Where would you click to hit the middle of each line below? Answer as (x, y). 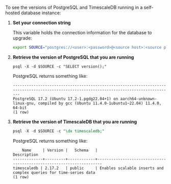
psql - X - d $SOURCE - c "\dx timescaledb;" (58, 131)
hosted (13, 13)
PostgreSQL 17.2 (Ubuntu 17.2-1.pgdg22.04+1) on (65, 99)
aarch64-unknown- (139, 99)
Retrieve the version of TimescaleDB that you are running (75, 122)
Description (25, 155)
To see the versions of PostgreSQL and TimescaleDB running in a (74, 7)
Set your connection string (42, 23)
